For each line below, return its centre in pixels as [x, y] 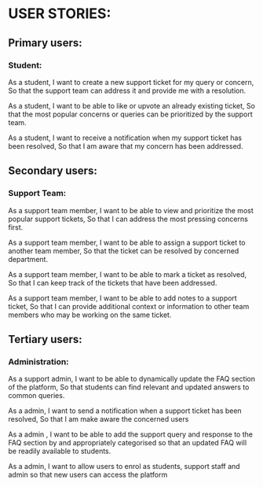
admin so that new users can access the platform [88, 475]
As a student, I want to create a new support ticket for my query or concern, [131, 82]
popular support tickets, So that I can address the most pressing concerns [128, 219]
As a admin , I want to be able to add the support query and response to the [131, 434]
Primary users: [45, 43]
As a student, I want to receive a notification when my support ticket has [125, 138]
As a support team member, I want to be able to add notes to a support [122, 298]
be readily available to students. [60, 451]
